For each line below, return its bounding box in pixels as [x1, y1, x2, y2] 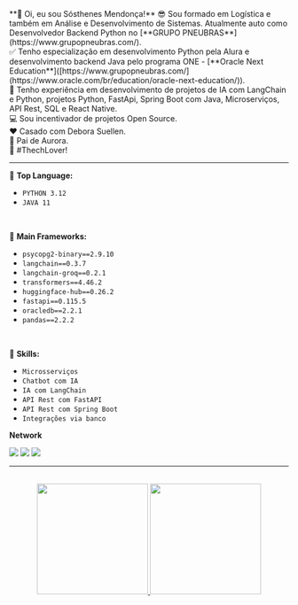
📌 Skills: [9, 349, 40, 359]
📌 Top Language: [9, 170, 74, 181]
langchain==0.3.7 [21, 260, 87, 268]
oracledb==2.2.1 [21, 306, 82, 315]
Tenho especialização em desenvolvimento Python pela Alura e [17, 46, 250, 57]
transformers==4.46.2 [21, 278, 102, 287]
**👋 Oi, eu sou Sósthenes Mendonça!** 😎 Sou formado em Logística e [9, 9, 271, 19]
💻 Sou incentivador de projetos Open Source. [9, 113, 177, 123]
